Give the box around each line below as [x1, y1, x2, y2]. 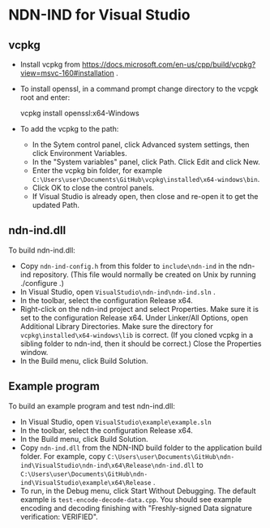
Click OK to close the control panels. [32, 183, 155, 193]
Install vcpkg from [19, 59, 81, 69]
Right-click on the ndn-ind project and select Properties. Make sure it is [19, 304, 259, 314]
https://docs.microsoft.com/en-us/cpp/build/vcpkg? [82, 59, 256, 69]
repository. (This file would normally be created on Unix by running [32, 270, 257, 279]
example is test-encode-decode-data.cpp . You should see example [19, 494, 242, 504]
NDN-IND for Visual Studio [8, 6, 191, 24]
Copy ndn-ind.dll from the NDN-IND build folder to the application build [19, 443, 262, 452]
